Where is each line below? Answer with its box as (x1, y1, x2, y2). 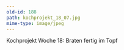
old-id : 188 (6, 9, 37, 15)
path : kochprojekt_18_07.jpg (6, 15, 81, 21)
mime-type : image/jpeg (6, 20, 64, 26)
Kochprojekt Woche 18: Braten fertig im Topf (6, 37, 118, 45)
